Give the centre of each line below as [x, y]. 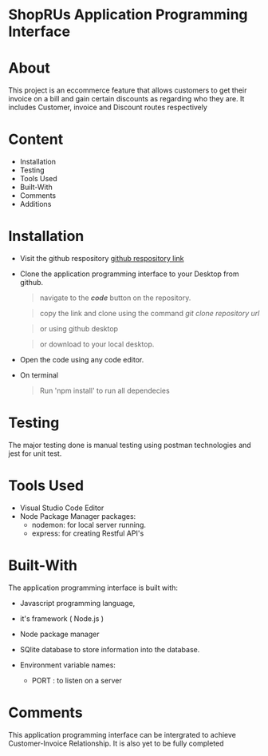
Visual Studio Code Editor [62, 508]
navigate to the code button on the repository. [115, 298]
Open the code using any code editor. [82, 360]
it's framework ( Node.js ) [62, 618]
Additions [35, 204]
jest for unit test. [35, 453]
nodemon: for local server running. [89, 524]
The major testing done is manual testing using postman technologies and [130, 445]
